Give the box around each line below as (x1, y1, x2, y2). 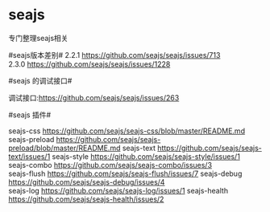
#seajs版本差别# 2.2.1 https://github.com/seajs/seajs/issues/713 (8, 50, 221, 59)
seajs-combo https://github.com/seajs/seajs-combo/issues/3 (8, 160, 212, 169)
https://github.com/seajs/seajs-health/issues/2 (8, 194, 164, 204)
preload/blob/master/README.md (8, 143, 121, 153)
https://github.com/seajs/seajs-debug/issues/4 (8, 177, 165, 186)
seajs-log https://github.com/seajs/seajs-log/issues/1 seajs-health (8, 185, 228, 195)
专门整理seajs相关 (8, 33, 69, 43)
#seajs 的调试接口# (8, 75, 73, 85)
